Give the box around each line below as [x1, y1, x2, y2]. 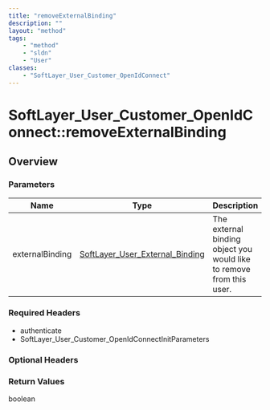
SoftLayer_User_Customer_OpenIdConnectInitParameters [19, 334, 210, 343]
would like [212, 254, 251, 265]
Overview [8, 155, 59, 168]
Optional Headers [8, 354, 79, 365]
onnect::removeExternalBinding [8, 123, 227, 141]
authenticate [19, 326, 62, 335]
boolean [8, 394, 36, 404]
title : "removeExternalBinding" [8, 11, 117, 20]
